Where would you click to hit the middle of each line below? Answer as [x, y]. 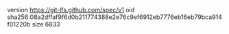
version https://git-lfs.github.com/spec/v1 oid [71, 10]
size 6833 [46, 24]
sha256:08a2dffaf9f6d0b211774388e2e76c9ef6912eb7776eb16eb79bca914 [115, 17]
